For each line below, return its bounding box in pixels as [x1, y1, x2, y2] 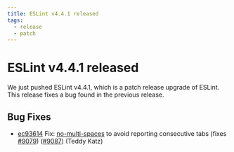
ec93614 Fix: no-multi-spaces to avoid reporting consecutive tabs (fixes [17, 130, 227, 137]
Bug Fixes [7, 111, 51, 123]
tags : [7, 17, 23, 24]
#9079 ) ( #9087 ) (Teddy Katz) [17, 137, 103, 145]
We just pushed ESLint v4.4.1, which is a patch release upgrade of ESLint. [7, 83, 220, 92]
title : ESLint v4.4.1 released [7, 10, 99, 18]
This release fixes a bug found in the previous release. [7, 90, 164, 99]
